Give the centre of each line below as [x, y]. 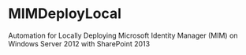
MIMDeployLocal [65, 14]
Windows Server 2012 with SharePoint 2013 [79, 43]
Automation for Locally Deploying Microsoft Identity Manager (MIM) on [123, 35]
